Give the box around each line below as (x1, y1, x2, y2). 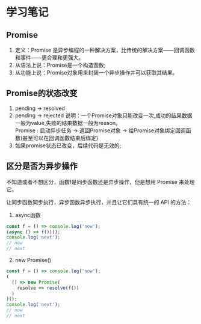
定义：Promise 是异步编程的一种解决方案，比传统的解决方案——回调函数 (14, 46, 196, 53)
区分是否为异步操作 (6, 161, 78, 171)
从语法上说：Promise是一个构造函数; (14, 61, 106, 69)
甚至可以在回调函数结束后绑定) (22, 134, 99, 141)
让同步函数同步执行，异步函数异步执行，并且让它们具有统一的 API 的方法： (6, 198, 192, 206)
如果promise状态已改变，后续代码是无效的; (14, 142, 122, 149)
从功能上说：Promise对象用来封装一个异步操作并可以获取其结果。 (14, 69, 178, 76)
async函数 (14, 211, 41, 218)
